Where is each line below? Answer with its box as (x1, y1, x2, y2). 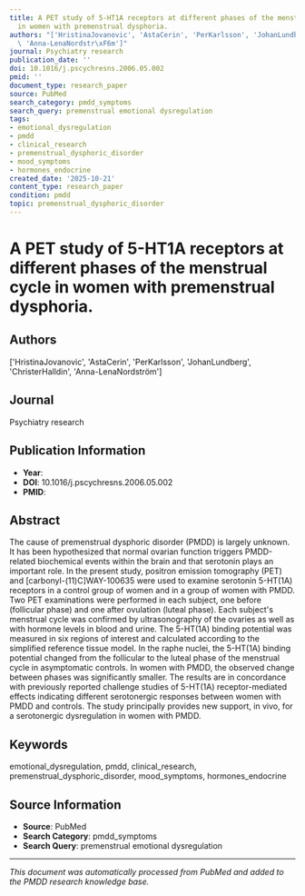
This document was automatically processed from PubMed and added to (9, 866, 284, 877)
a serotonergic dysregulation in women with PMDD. (9, 711, 202, 722)
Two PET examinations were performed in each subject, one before (9, 594, 261, 605)
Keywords (9, 737, 68, 752)
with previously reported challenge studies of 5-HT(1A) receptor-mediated (9, 682, 288, 692)
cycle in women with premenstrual (9, 277, 275, 298)
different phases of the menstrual (9, 258, 268, 278)
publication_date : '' (9, 55, 92, 65)
